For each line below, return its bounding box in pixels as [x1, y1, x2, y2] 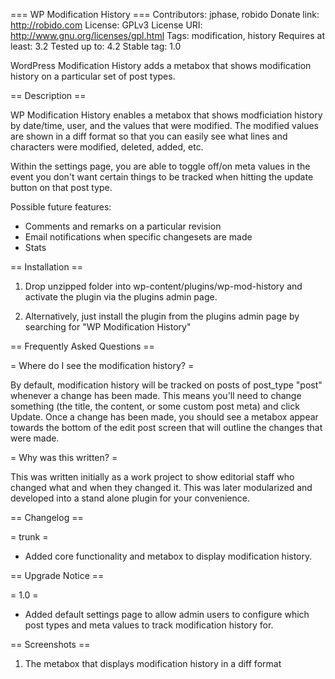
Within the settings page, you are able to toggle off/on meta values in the [10, 160, 311, 172]
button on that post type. [10, 182, 113, 193]
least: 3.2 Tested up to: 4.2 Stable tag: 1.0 [10, 40, 182, 52]
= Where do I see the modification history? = [10, 360, 195, 371]
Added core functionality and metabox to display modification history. [24, 550, 313, 562]
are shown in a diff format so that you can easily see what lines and [10, 130, 288, 142]
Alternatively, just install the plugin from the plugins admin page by [24, 310, 300, 322]
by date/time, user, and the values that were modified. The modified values [10, 120, 319, 131]
